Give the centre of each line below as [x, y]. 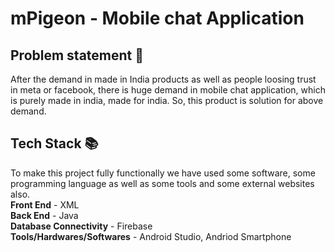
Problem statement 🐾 [77, 55]
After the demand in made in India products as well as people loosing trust [163, 79]
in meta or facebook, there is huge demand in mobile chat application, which [168, 90]
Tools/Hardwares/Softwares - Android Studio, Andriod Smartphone [151, 236]
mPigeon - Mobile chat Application [157, 18]
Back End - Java [44, 215]
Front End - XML [45, 204]
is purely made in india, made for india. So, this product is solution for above [167, 100]
